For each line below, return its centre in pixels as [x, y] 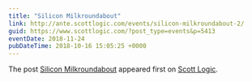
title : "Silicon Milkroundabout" [65, 16]
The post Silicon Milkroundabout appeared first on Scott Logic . [113, 69]
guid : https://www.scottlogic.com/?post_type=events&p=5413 [112, 31]
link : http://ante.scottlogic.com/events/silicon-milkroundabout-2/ [126, 24]
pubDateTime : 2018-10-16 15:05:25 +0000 [78, 46]
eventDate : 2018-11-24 [47, 39]
